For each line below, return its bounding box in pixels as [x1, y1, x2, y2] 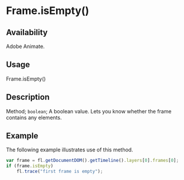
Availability [6, 27, 48, 37]
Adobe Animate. [6, 43, 45, 50]
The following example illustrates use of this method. [6, 146, 133, 153]
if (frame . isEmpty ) [6, 163, 54, 169]
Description [6, 92, 50, 102]
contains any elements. [6, 114, 63, 121]
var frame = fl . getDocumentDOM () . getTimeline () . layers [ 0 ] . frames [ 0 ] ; [6, 158, 179, 164]
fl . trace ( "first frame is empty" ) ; [16, 168, 103, 175]
